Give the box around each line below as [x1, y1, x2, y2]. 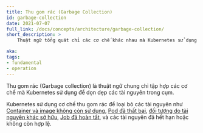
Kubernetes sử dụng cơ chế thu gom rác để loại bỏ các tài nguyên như [6, 100, 184, 107]
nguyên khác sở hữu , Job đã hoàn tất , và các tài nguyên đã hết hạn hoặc [6, 113, 189, 121]
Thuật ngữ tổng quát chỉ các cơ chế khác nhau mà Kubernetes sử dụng [17, 37, 198, 43]
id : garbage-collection [6, 15, 67, 21]
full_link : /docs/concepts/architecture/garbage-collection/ [6, 26, 165, 32]
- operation [6, 65, 36, 71]
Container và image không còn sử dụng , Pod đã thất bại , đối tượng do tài [6, 107, 188, 114]
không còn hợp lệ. [6, 120, 52, 127]
